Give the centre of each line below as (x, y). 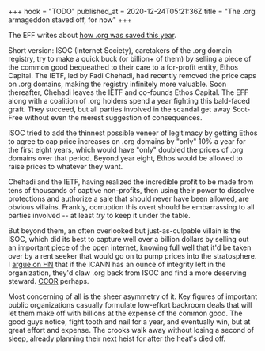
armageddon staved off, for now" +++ (70, 20)
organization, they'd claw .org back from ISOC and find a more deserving (127, 273)
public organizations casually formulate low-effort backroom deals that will (130, 305)
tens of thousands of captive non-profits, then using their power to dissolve (131, 190)
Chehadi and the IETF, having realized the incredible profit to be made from (131, 182)
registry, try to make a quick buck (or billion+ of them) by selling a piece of (130, 59)
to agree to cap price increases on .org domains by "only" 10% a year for (127, 141)
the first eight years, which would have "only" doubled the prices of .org (126, 150)
